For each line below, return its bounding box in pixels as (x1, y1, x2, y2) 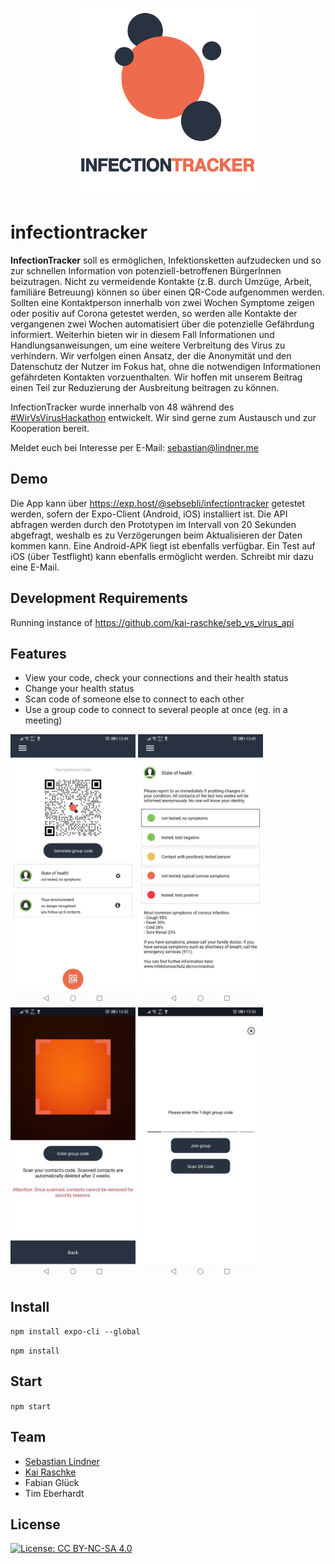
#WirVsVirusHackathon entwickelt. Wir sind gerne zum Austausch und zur (10, 411, 317, 423)
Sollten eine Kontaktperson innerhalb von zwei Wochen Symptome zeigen (10, 296, 315, 308)
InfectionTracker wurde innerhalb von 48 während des (10, 401, 235, 413)
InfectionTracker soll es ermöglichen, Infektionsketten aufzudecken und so (10, 254, 322, 266)
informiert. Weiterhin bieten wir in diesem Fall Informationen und (10, 328, 275, 340)
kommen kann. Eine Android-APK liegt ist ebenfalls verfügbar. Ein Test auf (10, 539, 316, 552)
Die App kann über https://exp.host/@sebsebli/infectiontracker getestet (10, 497, 306, 509)
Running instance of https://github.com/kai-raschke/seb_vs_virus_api (10, 616, 295, 628)
